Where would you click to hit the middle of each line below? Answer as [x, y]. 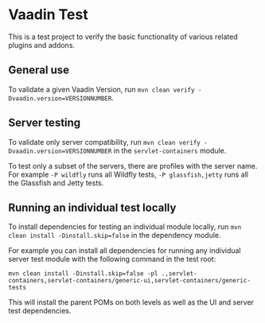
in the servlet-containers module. [170, 150]
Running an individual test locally [92, 207]
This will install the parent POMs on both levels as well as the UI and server [131, 302]
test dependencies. [40, 311]
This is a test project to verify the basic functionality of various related [123, 37]
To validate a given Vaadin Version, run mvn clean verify [101, 89]
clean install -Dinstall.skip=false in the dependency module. [115, 235]
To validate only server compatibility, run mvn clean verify [104, 142]
